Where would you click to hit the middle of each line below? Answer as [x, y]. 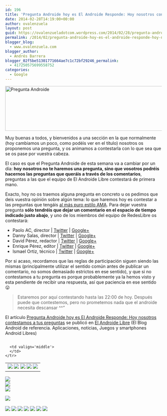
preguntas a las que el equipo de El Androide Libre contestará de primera [80, 179]
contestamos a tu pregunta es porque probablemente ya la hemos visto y [80, 277]
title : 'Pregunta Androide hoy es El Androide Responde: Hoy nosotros [80, 14]
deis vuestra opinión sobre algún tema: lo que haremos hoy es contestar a [81, 199]
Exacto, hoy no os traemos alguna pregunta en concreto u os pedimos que [82, 194]
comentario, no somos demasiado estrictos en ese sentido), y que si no [78, 271]
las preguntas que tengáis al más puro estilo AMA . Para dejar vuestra [76, 205]
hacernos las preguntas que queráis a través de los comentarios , [74, 174]
